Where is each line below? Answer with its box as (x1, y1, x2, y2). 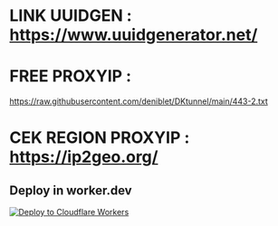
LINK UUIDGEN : (9, 5, 133, 26)
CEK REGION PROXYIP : (9, 127, 190, 148)
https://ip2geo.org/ (9, 146, 158, 167)
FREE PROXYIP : (9, 66, 132, 87)
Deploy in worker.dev (9, 183, 133, 198)
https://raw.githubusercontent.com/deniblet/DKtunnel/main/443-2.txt (9, 96, 269, 107)
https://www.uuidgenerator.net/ (9, 24, 258, 45)
